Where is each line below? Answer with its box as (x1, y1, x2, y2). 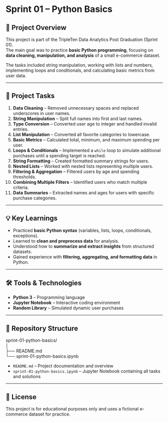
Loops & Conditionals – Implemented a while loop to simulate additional (12, 147, 161, 153)
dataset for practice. (28, 411, 71, 417)
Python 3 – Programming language (12, 294, 85, 300)
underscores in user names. (12, 110, 71, 116)
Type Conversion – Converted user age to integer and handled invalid (12, 121, 157, 127)
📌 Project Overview (5, 23, 67, 32)
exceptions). (12, 233, 39, 239)
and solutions (12, 374, 41, 380)
